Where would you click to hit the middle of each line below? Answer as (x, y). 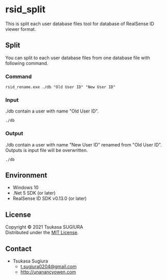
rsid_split (25, 10)
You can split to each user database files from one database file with (78, 58)
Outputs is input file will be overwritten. (47, 150)
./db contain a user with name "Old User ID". (52, 111)
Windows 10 (26, 188)
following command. (27, 63)
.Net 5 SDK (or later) (34, 193)
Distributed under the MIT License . (42, 233)
